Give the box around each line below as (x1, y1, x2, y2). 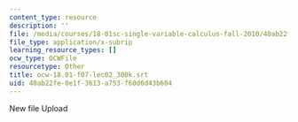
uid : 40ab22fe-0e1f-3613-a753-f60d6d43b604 (9, 79, 173, 88)
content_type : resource (9, 12, 98, 22)
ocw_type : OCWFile (9, 54, 77, 63)
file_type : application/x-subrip (9, 37, 133, 47)
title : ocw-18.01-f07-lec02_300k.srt (9, 71, 149, 80)
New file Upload (9, 103, 68, 113)
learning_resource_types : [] (9, 46, 117, 55)
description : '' (9, 21, 69, 30)
